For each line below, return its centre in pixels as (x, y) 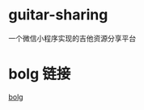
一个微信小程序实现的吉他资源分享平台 (72, 38)
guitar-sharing (58, 15)
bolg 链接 (40, 74)
